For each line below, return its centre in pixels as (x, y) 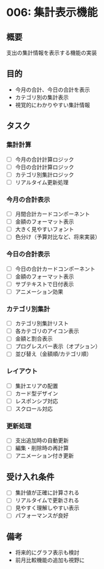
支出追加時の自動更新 (42, 440)
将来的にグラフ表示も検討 (47, 553)
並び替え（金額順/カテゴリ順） (54, 354)
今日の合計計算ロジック (44, 167)
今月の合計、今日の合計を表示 (52, 90)
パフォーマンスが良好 (42, 515)
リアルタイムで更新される (47, 500)
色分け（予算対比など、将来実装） (58, 237)
